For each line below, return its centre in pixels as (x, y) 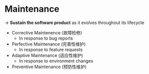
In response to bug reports (46, 38)
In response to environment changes (56, 61)
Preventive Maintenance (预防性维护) (49, 67)
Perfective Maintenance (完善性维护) (49, 44)
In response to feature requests (51, 49)
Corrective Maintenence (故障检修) (47, 32)
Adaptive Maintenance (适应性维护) (47, 55)
